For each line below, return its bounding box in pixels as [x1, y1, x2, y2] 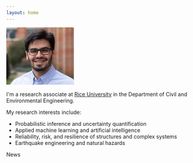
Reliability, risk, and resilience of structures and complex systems [14, 132, 177, 140]
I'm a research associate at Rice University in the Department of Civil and [6, 90, 188, 98]
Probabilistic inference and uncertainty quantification [14, 120, 147, 127]
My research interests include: [6, 108, 82, 116]
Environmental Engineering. [6, 96, 75, 104]
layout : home [6, 10, 39, 16]
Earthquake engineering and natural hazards [14, 139, 126, 146]
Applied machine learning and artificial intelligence [14, 126, 141, 134]
